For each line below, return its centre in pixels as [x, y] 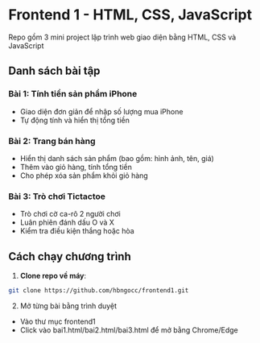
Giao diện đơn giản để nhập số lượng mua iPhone [101, 111]
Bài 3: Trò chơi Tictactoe [57, 196]
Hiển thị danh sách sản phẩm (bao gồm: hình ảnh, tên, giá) [117, 158]
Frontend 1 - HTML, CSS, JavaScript [130, 15]
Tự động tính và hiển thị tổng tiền [75, 120]
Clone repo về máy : [53, 276]
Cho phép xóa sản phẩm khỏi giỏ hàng [84, 176]
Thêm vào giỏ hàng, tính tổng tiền [76, 167]
